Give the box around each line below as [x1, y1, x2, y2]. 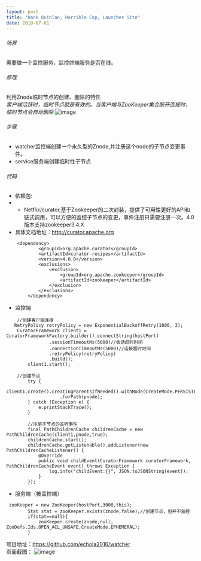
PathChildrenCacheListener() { [6, 447, 84, 454]
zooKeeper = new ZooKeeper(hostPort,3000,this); [8, 502, 133, 508]
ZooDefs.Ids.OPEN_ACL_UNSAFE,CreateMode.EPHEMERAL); [6, 524, 141, 530]
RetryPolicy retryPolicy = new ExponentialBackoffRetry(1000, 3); [14, 323, 184, 329]
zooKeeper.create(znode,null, [38, 519, 114, 525]
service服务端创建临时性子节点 [14, 157, 92, 165]
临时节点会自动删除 [6, 108, 54, 116]
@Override [38, 453, 63, 459]
